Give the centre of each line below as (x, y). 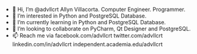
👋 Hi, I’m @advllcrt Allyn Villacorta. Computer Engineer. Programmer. (98, 9)
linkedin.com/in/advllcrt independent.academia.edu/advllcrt (87, 44)
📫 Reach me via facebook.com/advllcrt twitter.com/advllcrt (87, 35)
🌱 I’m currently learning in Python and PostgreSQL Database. (89, 22)
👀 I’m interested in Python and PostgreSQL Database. (79, 16)
